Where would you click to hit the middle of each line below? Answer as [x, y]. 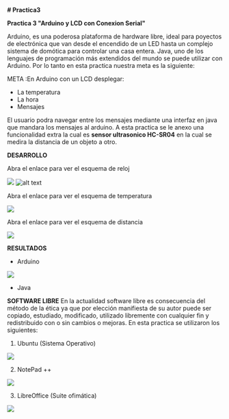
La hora [28, 99]
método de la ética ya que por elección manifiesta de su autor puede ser [109, 308]
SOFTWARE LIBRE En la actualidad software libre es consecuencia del [106, 301]
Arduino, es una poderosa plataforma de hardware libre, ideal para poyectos [114, 36]
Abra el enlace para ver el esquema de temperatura [80, 196]
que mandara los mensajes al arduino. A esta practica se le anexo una [105, 127]
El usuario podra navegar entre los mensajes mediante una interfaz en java [112, 120]
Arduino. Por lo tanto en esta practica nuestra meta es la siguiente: [101, 65]
